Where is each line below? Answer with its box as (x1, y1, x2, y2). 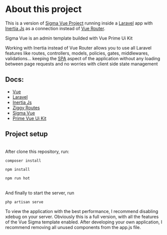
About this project (5, 4, 82, 15)
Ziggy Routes (12, 104, 40, 111)
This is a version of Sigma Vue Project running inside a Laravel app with (5, 20, 153, 26)
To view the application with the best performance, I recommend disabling (5, 208, 158, 214)
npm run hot (5, 175, 30, 181)
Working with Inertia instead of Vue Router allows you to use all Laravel (5, 45, 151, 51)
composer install (5, 158, 41, 163)
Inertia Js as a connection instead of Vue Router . (5, 25, 105, 31)
